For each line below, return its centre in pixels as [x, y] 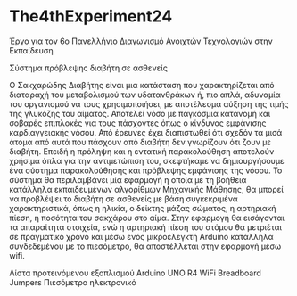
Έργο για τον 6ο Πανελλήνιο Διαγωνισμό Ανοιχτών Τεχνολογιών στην [141, 41]
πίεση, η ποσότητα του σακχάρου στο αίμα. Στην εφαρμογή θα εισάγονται [147, 218]
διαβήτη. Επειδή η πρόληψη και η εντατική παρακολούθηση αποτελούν [142, 151]
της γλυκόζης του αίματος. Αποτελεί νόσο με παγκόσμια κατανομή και [140, 113]
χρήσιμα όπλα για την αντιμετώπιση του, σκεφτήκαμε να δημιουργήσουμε [147, 160]
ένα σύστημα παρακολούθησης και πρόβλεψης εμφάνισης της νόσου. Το [146, 170]
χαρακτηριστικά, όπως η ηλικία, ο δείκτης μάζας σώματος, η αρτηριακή [143, 208]
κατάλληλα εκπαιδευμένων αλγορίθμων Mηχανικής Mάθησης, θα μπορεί [146, 189]
